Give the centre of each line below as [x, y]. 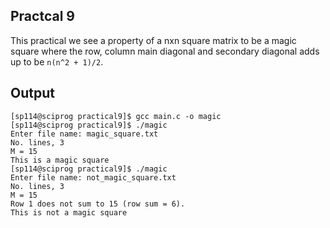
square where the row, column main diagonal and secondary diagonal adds [165, 51]
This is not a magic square [69, 212]
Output [32, 93]
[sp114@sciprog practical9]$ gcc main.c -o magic [116, 116]
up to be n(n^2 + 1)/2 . [57, 61]
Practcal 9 [42, 16]
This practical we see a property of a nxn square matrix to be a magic [153, 40]
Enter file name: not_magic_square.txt [93, 177]
